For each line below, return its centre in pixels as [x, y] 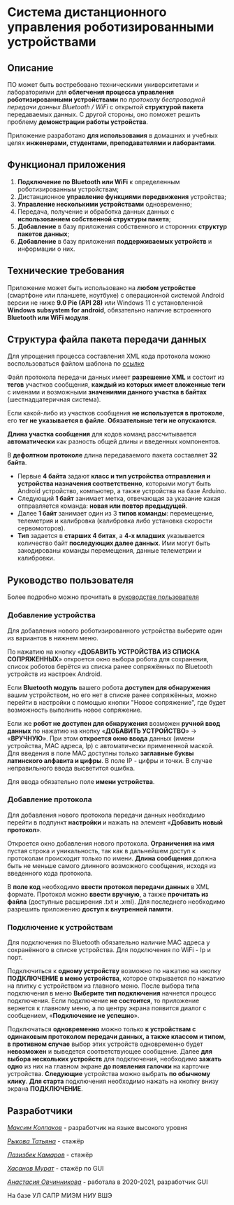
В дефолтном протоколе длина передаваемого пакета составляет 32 [112, 455]
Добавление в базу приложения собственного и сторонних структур [122, 226]
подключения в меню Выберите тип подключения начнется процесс [112, 993]
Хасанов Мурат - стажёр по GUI [56, 1168]
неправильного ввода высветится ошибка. [71, 768]
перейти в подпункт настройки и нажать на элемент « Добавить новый [115, 822]
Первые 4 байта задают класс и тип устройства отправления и [114, 476]
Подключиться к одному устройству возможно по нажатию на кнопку [114, 971]
